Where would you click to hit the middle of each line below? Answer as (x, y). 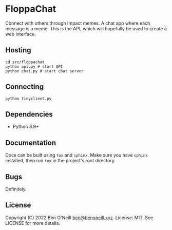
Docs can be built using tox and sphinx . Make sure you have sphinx (77, 155)
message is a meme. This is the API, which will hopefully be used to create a (86, 28)
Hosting (18, 50)
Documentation (31, 142)
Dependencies (29, 114)
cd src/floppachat (25, 62)
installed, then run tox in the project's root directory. (60, 161)
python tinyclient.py (28, 99)
